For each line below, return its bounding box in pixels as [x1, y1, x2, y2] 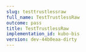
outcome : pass [6, 20, 42, 26]
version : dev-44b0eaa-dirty [6, 36, 78, 42]
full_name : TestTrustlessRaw [6, 14, 80, 20]
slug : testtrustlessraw [6, 8, 67, 15]
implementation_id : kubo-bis [6, 31, 80, 37]
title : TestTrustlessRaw [6, 25, 69, 32]
